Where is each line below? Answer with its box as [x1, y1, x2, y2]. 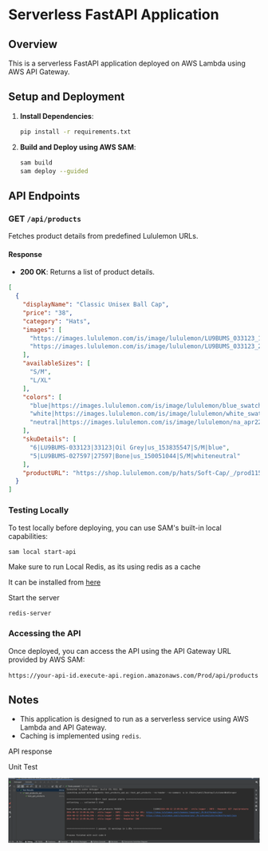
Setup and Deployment [8, 90, 125, 104]
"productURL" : [22, 469, 69, 477]
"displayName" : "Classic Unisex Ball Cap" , [22, 301, 170, 309]
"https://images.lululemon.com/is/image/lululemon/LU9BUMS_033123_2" [29, 342, 266, 350]
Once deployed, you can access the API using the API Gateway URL [8, 646, 231, 655]
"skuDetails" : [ [22, 435, 77, 444]
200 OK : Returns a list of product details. [19, 267, 156, 277]
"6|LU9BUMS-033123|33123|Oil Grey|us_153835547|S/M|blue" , [29, 443, 230, 452]
